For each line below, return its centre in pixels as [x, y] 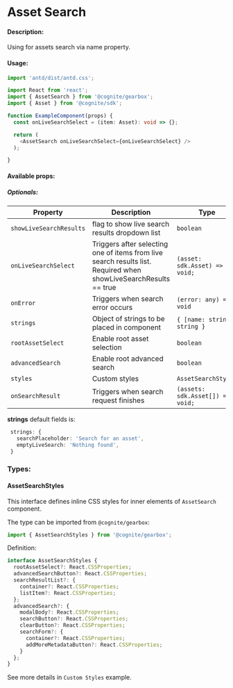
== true [104, 287]
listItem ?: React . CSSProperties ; [68, 593]
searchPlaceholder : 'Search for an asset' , [80, 439]
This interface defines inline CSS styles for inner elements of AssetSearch [112, 501]
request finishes [118, 400]
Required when [116, 270]
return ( [26, 135]
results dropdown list [126, 232]
